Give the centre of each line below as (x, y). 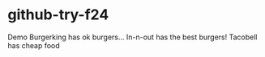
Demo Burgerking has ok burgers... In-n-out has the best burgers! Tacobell (132, 37)
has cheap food (34, 45)
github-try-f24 (58, 15)
